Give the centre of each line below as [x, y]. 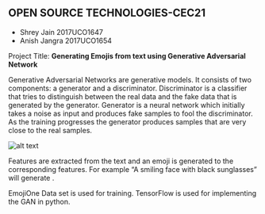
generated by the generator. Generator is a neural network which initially [127, 105]
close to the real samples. [50, 130]
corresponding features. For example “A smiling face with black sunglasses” [133, 169]
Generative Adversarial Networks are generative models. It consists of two [130, 79]
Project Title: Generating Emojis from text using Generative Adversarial [127, 55]
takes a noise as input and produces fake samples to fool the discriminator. [131, 113]
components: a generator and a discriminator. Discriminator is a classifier [128, 88]
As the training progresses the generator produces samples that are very [127, 121]
